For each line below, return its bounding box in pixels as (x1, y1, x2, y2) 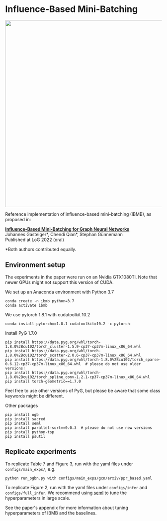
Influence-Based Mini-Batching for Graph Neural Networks (5, 226, 130, 232)
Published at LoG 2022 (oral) (5, 237, 65, 243)
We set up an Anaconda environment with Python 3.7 (5, 289, 114, 295)
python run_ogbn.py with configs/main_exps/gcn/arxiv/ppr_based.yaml (5, 476, 153, 481)
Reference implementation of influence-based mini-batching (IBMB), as (5, 211, 152, 217)
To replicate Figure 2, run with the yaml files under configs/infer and (5, 484, 148, 490)
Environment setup (5, 260, 66, 269)
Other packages (5, 402, 38, 408)
